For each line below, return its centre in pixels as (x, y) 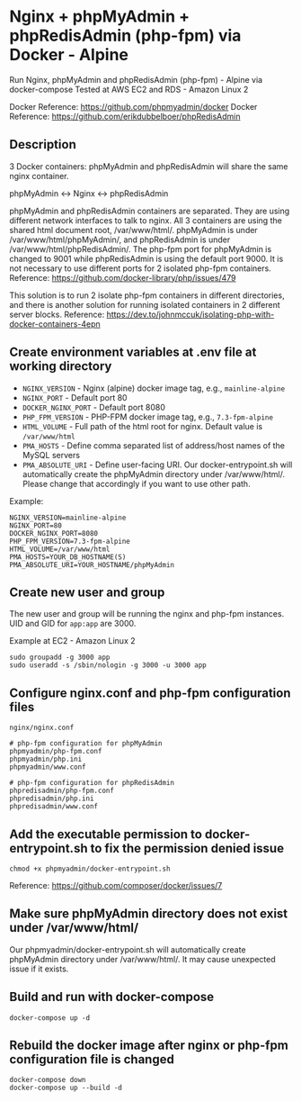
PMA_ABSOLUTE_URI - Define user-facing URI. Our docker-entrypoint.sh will (157, 465)
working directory (61, 366)
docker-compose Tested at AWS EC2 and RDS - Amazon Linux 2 (129, 89)
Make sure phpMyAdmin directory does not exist (149, 914)
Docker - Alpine (69, 55)
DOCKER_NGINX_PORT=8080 (54, 533)
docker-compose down (48, 1080)
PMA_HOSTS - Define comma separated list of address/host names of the (154, 445)
